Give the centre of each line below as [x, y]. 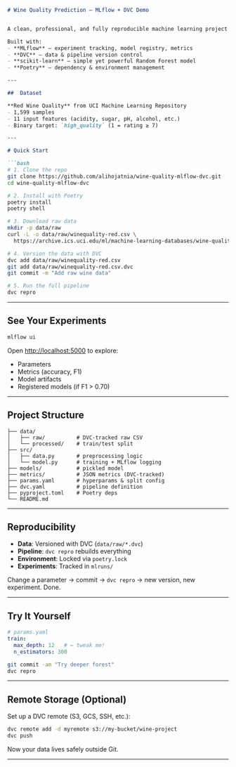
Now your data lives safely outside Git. [63, 749]
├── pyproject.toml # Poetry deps [63, 493]
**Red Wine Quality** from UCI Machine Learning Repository [97, 105]
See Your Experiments [57, 321]
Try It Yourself [39, 616]
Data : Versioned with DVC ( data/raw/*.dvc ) [80, 544]
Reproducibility [41, 527]
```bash [19, 164]
